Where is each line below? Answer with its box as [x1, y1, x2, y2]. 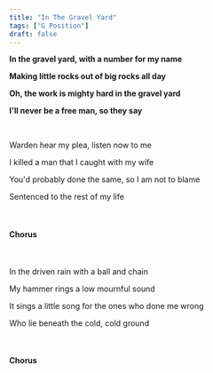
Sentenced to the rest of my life [9, 192, 124, 202]
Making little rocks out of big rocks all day [9, 71, 167, 82]
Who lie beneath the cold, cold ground [9, 317, 149, 329]
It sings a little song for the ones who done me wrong [9, 300, 204, 311]
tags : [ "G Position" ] [9, 21, 90, 30]
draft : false [9, 29, 58, 38]
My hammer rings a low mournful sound [9, 283, 155, 294]
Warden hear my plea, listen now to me [9, 139, 153, 151]
